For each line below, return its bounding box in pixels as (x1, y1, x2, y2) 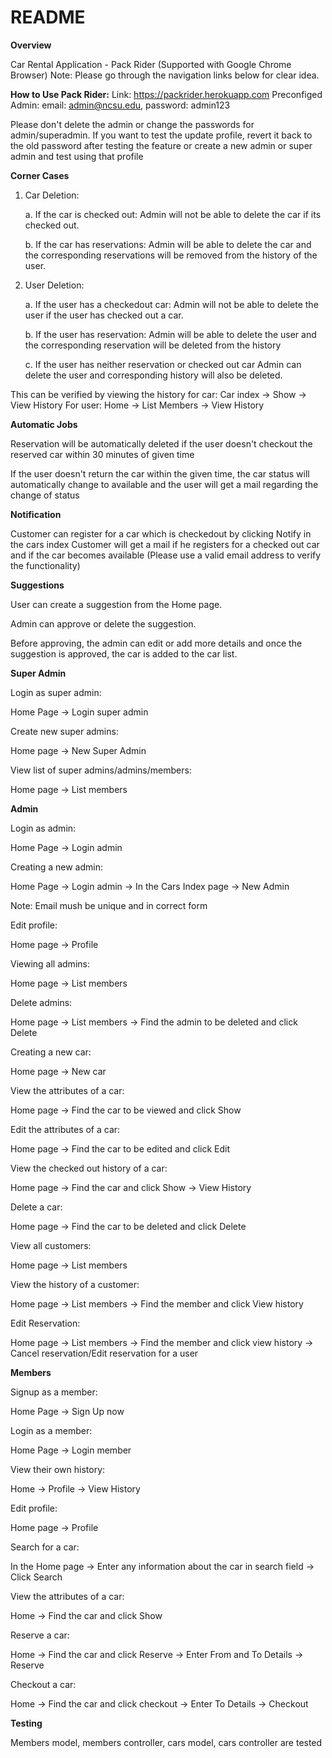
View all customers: (10, 1239, 92, 1251)
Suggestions (10, 579, 65, 591)
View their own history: (10, 1463, 106, 1475)
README (10, 6, 86, 29)
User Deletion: (24, 279, 85, 291)
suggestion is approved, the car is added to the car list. (10, 647, 238, 660)
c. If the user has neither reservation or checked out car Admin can (24, 358, 302, 370)
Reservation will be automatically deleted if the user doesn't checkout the (10, 437, 313, 450)
